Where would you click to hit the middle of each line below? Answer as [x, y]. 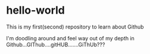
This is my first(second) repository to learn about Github [75, 27]
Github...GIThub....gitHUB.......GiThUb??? [56, 45]
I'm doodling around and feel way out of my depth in [71, 38]
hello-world [36, 10]
